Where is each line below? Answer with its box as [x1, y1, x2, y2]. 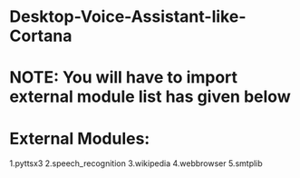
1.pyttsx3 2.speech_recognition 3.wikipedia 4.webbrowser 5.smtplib [9, 158, 263, 169]
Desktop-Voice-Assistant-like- [9, 6, 247, 27]
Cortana [9, 25, 73, 46]
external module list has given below [9, 86, 292, 107]
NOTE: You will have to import [9, 67, 238, 88]
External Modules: [9, 128, 150, 149]
